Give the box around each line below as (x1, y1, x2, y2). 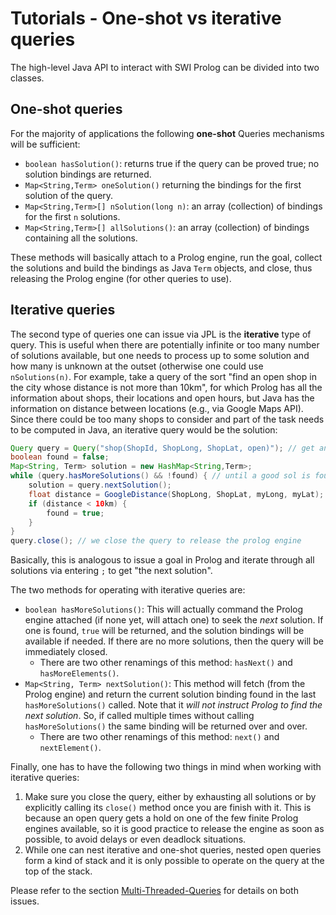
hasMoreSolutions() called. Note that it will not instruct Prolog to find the (24, 699, 323, 711)
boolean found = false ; (10, 452, 110, 462)
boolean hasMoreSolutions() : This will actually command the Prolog (24, 603, 304, 616)
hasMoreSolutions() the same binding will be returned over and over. (24, 720, 308, 732)
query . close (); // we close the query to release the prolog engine (10, 536, 302, 546)
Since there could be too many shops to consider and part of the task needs (10, 413, 325, 425)
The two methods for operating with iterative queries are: (10, 584, 246, 596)
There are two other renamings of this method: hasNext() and (39, 657, 293, 669)
